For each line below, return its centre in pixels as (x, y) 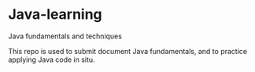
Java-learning (55, 14)
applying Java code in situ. (52, 59)
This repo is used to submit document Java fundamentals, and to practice (128, 51)
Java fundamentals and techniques (65, 36)
